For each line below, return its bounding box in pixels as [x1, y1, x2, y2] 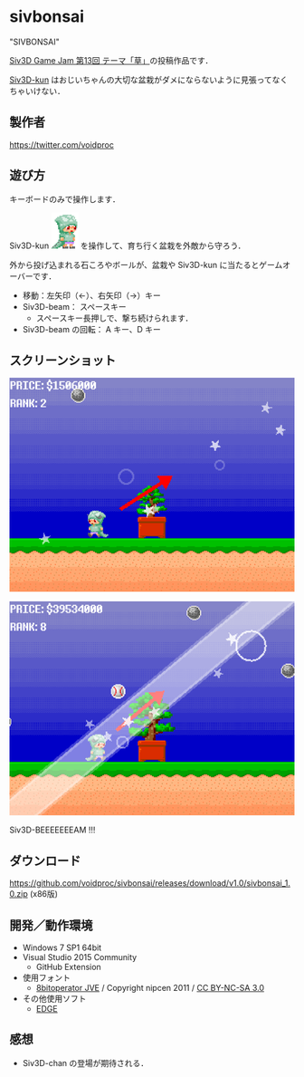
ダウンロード [9, 853, 81, 869]
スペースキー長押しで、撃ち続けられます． [35, 313, 194, 323]
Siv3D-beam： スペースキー [22, 301, 127, 312]
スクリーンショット [9, 352, 116, 368]
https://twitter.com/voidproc [9, 139, 115, 150]
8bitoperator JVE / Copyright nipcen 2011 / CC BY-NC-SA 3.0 [35, 983, 265, 993]
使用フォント [22, 972, 71, 983]
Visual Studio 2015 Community [22, 952, 138, 962]
